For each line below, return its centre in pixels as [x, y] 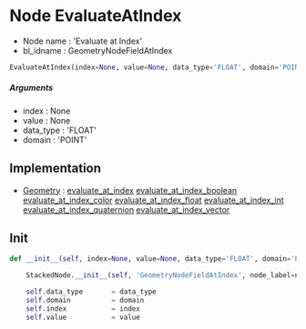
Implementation [56, 169]
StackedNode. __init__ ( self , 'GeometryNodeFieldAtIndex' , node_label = [161, 275]
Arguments [31, 88]
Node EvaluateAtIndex [96, 16]
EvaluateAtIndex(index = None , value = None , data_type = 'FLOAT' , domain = [144, 67]
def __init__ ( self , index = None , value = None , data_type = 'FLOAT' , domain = [150, 259]
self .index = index [83, 309]
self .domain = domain [85, 301]
